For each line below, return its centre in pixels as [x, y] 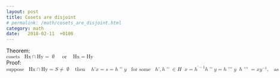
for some [141, 69]
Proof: [14, 63]
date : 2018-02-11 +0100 [40, 34]
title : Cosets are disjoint [41, 17]
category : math [25, 28]
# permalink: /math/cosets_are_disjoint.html [64, 23]
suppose [15, 69]
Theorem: [18, 51]
